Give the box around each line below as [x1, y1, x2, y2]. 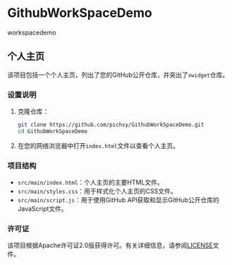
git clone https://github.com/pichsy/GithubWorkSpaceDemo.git [17, 121, 204, 128]
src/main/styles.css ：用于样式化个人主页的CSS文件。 [17, 187, 178, 195]
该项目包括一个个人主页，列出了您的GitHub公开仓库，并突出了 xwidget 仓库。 [7, 70, 229, 79]
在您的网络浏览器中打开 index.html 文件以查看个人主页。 [17, 141, 180, 149]
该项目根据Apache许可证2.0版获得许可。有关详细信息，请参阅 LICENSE [7, 241, 213, 249]
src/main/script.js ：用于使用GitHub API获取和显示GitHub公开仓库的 [17, 196, 220, 204]
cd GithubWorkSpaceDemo [17, 128, 88, 135]
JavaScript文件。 [17, 204, 68, 213]
